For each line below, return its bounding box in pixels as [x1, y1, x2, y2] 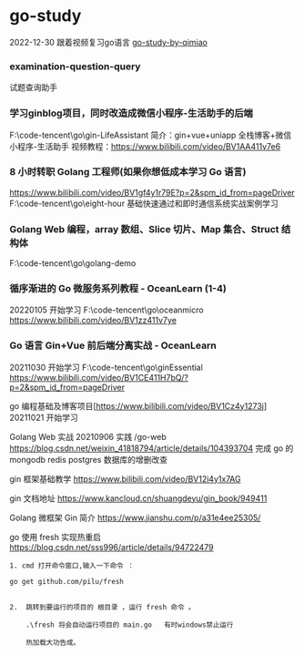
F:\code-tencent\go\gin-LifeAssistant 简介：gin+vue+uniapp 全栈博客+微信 [9, 129, 292, 140]
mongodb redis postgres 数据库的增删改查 [9, 454, 168, 465]
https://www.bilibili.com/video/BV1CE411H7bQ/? [9, 372, 189, 383]
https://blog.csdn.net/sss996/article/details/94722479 [9, 541, 214, 552]
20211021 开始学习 [9, 412, 79, 423]
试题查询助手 [9, 82, 57, 93]
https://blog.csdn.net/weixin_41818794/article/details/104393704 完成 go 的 [9, 443, 294, 454]
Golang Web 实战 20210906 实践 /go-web [9, 431, 167, 442]
